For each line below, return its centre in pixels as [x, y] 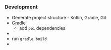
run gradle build [29, 39]
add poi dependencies [42, 28]
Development [21, 7]
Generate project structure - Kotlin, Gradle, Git [59, 18]
